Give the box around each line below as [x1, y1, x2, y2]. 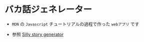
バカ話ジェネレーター [4, 4, 93, 15]
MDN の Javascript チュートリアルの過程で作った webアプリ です [11, 21, 140, 27]
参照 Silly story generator [11, 31, 64, 37]
